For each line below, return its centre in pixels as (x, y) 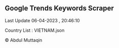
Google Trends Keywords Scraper (59, 8)
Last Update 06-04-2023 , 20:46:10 (42, 20)
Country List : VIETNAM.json (35, 30)
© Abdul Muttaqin (24, 40)
